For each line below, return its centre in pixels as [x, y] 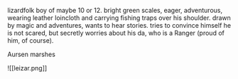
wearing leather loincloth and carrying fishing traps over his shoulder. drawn [119, 18]
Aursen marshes [31, 54]
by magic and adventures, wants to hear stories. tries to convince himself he [119, 25]
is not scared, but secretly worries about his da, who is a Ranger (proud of [116, 33]
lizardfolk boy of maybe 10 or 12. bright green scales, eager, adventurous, [115, 10]
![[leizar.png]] [27, 68]
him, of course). [31, 41]
